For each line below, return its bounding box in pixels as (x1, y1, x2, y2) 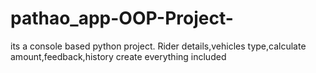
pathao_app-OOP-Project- (10, 7, 234, 30)
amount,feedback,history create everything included (10, 50, 227, 62)
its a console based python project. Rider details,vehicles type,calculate (10, 40, 307, 52)
